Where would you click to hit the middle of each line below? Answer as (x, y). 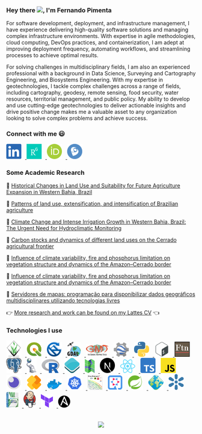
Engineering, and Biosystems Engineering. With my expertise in (85, 80)
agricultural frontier (30, 247)
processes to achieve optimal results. (53, 55)
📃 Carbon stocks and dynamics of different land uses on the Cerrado (92, 240)
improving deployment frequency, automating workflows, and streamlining (98, 49)
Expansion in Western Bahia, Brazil (49, 192)
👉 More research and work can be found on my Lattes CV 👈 (83, 313)
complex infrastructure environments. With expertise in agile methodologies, (101, 36)
